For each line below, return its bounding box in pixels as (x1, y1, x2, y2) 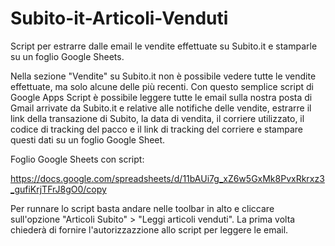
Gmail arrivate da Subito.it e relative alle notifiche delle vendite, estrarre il (10, 102, 312, 114)
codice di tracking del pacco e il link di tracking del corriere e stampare (10, 123, 303, 135)
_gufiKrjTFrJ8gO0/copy (10, 183, 107, 195)
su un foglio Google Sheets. (10, 50, 125, 62)
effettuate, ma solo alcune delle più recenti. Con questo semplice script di (10, 80, 314, 92)
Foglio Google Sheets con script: (10, 153, 145, 165)
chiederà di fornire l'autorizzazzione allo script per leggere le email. (10, 223, 289, 236)
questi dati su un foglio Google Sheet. (10, 133, 166, 146)
